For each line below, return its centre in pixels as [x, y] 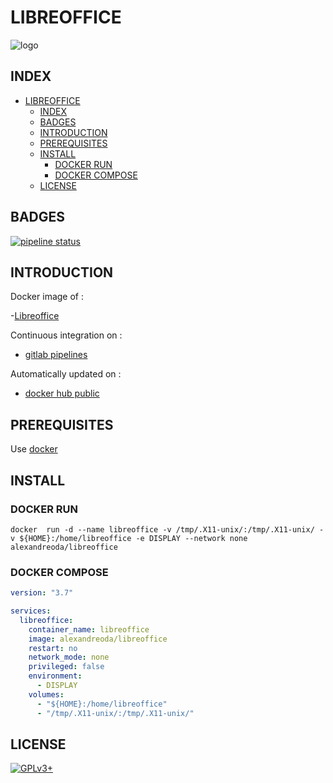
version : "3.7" [42, 593]
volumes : [46, 694]
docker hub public [62, 393]
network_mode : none [69, 657]
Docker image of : [47, 297]
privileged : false [66, 667]
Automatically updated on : [66, 374]
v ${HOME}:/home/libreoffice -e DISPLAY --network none [129, 538]
